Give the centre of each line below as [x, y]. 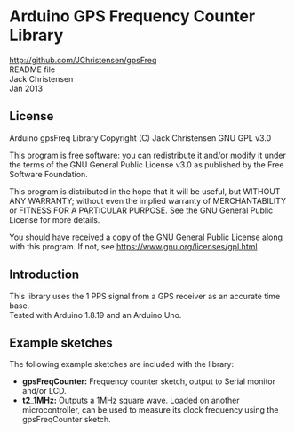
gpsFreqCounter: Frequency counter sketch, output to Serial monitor [148, 381]
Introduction [44, 275]
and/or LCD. [44, 391]
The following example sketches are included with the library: [122, 364]
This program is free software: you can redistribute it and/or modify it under [147, 155]
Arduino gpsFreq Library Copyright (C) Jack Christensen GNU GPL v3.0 [140, 138]
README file [32, 69]
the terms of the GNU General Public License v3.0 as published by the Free [147, 164]
